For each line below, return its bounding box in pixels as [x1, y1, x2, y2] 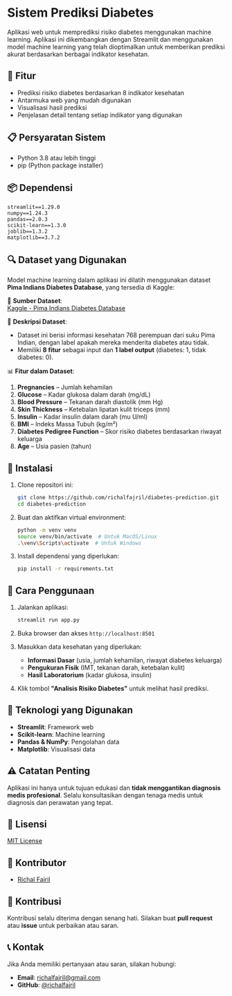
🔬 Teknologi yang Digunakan [7, 704, 134, 716]
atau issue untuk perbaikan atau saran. [7, 922, 119, 929]
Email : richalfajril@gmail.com [17, 973, 101, 981]
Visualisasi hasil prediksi [17, 103, 87, 112]
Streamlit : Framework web [17, 722, 94, 731]
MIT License [7, 837, 43, 845]
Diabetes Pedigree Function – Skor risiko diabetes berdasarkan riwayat [17, 427, 222, 435]
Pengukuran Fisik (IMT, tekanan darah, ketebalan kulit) [27, 663, 186, 672]
